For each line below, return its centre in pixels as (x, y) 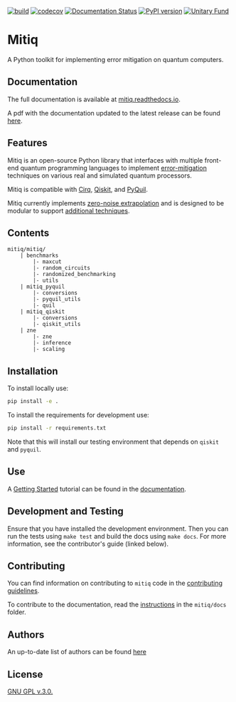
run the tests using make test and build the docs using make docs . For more (117, 536)
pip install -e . (33, 402)
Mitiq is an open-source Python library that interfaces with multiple (105, 160)
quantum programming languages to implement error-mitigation (114, 168)
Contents (28, 233)
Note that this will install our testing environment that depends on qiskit (113, 442)
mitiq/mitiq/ (27, 250)
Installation (33, 371)
